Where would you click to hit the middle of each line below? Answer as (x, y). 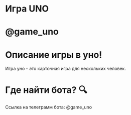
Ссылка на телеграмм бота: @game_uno (48, 107)
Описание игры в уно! (54, 54)
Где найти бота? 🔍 (46, 90)
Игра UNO (27, 9)
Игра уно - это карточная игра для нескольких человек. (66, 69)
